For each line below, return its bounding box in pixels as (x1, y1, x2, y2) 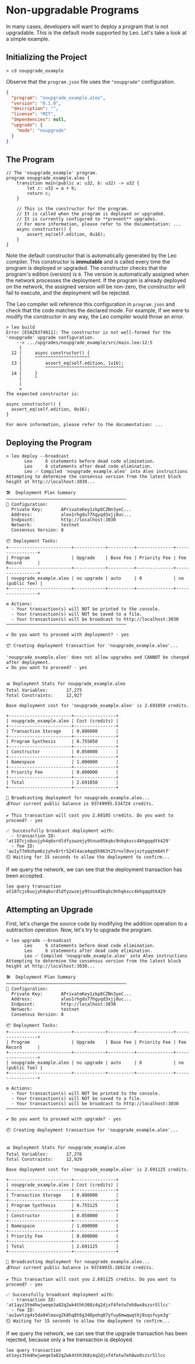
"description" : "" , (11, 106, 59, 112)
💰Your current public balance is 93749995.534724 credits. (6, 801, 155, 807)
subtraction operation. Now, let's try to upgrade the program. (6, 926, 153, 933)
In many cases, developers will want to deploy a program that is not (6, 23, 169, 30)
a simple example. (6, 35, 50, 42)
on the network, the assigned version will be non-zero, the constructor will (6, 283, 185, 290)
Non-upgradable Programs (6, 4, 139, 17)
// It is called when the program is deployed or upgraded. (16, 211, 166, 217)
